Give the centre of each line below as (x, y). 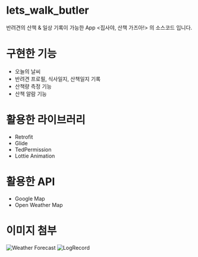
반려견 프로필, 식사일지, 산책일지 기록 (58, 79)
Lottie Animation (35, 156)
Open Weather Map (39, 205)
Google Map (30, 198)
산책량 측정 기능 (33, 86)
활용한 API (31, 181)
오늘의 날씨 (28, 71)
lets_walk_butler (48, 10)
